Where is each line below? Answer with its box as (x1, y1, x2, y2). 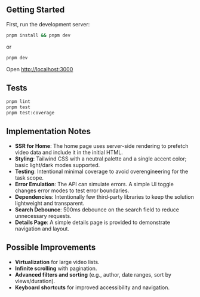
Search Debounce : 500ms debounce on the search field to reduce (14, 206, 179, 213)
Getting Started (6, 5, 65, 15)
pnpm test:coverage (6, 110, 55, 116)
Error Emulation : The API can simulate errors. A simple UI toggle (14, 180, 174, 187)
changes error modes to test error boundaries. (14, 187, 130, 194)
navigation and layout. (14, 225, 70, 232)
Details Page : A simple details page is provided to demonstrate (14, 219, 170, 226)
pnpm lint (6, 99, 31, 105)
